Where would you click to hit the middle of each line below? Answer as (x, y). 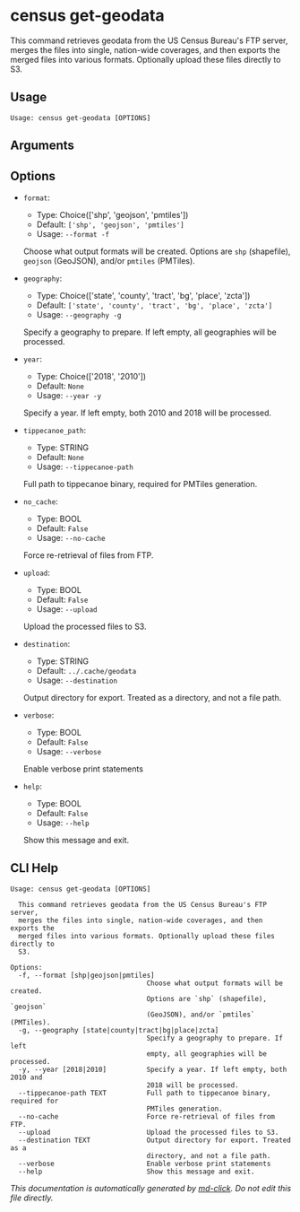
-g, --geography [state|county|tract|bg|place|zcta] (119, 1030)
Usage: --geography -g (79, 314)
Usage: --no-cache (71, 537)
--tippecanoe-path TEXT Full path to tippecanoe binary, (145, 1093)
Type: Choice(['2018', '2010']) (91, 376)
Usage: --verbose (69, 751)
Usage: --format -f (73, 233)
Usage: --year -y (69, 395)
